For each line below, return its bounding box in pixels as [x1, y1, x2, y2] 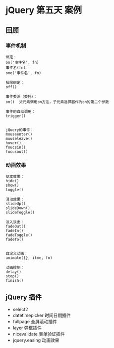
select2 [12, 306, 29, 312]
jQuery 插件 [5, 293, 42, 301]
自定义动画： [5, 251, 28, 256]
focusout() [5, 149, 28, 154]
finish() [5, 278, 24, 283]
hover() [5, 140, 22, 145]
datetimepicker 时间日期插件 [12, 312, 71, 318]
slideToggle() [5, 210, 35, 215]
